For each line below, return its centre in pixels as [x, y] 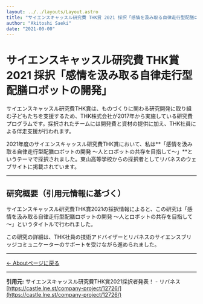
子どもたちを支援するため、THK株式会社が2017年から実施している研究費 [102, 116]
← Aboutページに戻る [33, 263]
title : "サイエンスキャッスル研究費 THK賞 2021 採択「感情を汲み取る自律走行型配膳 [100, 18]
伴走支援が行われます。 [45, 131]
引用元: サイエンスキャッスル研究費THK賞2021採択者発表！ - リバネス [93, 281]
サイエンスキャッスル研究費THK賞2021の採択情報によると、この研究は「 [97, 209]
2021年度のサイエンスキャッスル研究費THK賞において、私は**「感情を [94, 144]
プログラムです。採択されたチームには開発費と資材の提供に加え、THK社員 [99, 124]
